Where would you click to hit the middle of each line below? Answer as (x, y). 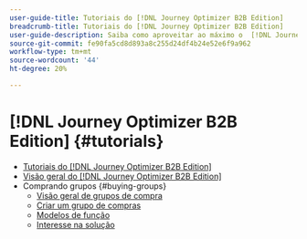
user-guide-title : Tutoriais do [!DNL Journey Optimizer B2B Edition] (147, 18)
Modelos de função (73, 214)
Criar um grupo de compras (89, 205)
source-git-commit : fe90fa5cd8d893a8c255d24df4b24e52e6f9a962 (130, 43)
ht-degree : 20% (38, 69)
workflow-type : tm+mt (51, 52)
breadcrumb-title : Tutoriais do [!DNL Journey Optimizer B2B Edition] (147, 26)
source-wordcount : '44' (55, 60)
